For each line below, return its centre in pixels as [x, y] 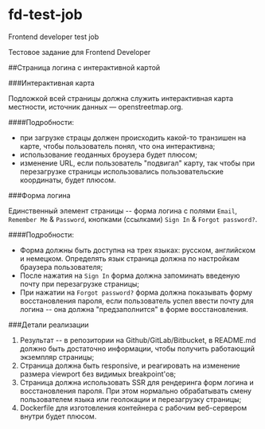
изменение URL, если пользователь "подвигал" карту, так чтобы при [137, 163]
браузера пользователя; [61, 267]
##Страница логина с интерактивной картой [84, 67]
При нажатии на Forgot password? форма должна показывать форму [136, 292]
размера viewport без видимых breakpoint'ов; [98, 374]
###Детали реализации [49, 325]
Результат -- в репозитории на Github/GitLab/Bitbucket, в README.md [138, 340]
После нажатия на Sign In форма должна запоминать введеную [130, 275]
